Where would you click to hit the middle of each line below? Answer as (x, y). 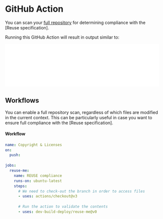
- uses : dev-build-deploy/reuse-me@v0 (57, 212)
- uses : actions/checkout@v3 (48, 197)
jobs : (10, 165)
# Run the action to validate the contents (63, 207)
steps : (20, 186)
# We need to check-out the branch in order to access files (81, 191)
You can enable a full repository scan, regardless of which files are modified (82, 112)
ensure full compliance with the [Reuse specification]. (59, 123)
